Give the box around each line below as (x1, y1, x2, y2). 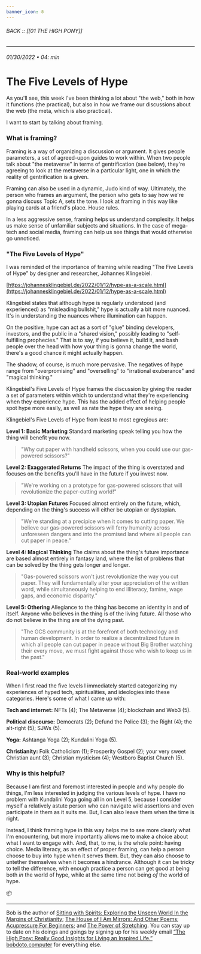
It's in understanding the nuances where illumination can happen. (6, 312, 167, 319)
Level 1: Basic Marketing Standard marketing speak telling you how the (6, 427, 182, 435)
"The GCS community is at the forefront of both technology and (20, 628, 178, 635)
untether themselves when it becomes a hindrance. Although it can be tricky (6, 858, 194, 865)
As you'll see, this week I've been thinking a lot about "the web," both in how (6, 94, 195, 102)
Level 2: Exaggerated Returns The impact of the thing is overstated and (6, 463, 184, 471)
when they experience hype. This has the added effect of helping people (6, 397, 185, 405)
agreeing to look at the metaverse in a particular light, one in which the (6, 166, 181, 174)
